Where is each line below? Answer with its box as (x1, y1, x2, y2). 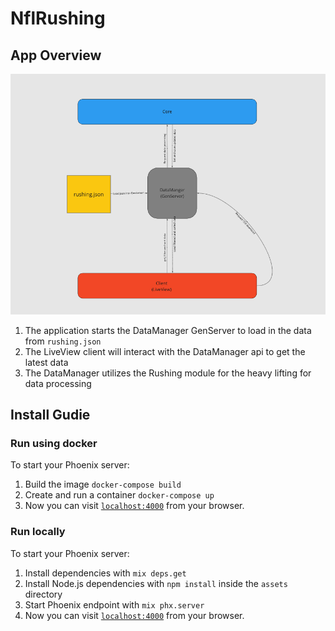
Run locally (10, 525, 66, 539)
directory (24, 588, 63, 600)
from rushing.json (24, 335, 102, 347)
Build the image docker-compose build (24, 478, 182, 491)
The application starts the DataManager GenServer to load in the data (24, 324, 312, 336)
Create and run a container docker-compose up (24, 489, 215, 501)
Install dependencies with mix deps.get (24, 567, 187, 579)
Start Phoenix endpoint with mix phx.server (24, 598, 205, 611)
